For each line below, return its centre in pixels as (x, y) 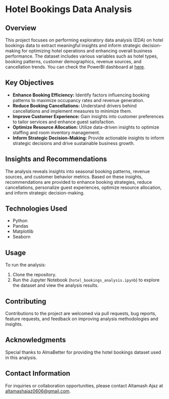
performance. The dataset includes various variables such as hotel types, (82, 56)
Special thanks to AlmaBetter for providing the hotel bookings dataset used (83, 352)
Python (20, 221)
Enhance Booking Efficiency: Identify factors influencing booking (81, 95)
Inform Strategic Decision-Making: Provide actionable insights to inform (88, 138)
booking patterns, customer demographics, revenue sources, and (73, 61)
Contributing (26, 301)
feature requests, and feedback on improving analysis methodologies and (82, 319)
